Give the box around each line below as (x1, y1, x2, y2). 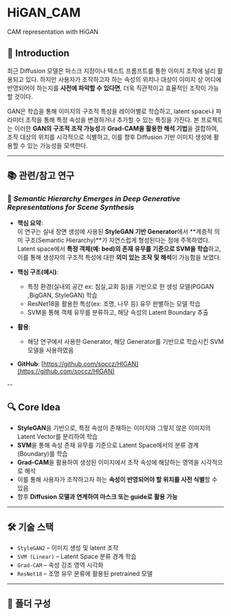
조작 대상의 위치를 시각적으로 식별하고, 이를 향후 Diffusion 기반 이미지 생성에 (7, 133, 212, 141)
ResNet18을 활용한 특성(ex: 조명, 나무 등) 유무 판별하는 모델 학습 (27, 300, 201, 308)
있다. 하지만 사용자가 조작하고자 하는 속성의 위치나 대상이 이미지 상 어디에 (25, 75, 222, 83)
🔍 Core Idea (7, 401, 60, 413)
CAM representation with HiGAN (7, 27, 98, 36)
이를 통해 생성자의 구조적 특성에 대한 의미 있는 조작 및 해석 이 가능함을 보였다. (16, 253, 221, 262)
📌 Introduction (7, 47, 70, 59)
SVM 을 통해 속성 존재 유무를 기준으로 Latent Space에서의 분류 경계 (16, 441, 199, 450)
